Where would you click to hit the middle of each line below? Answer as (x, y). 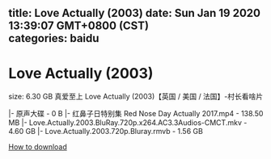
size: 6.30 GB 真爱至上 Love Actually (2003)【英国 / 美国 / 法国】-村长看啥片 (136, 97)
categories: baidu (54, 38)
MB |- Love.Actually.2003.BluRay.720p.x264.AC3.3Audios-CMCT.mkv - (128, 123)
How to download (38, 147)
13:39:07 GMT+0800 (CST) (79, 26)
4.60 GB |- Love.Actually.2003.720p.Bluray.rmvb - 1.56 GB (106, 132)
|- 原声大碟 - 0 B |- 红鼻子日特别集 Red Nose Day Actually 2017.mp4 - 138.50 (136, 114)
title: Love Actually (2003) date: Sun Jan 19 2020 (135, 13)
